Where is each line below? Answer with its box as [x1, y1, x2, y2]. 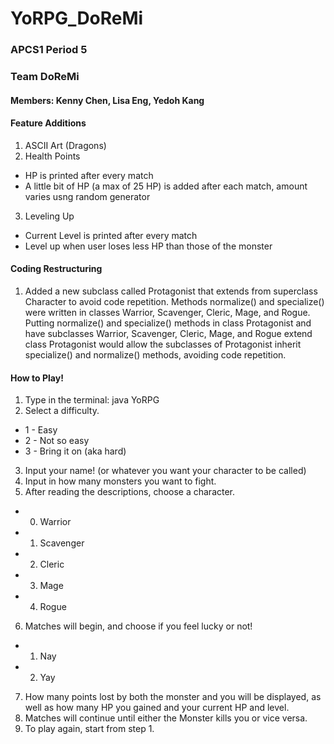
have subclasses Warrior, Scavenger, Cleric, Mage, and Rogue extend [24, 328, 313, 340]
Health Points [24, 150, 81, 162]
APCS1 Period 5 [10, 43, 88, 57]
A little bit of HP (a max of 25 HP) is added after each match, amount [24, 180, 308, 192]
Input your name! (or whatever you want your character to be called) [24, 465, 307, 477]
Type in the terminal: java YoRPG [24, 394, 160, 406]
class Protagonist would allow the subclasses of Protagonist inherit [24, 338, 302, 351]
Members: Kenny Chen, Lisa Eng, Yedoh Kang [10, 94, 205, 106]
